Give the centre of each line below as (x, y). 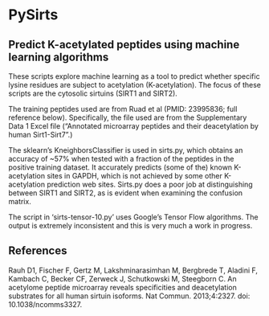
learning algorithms (59, 57)
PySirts (33, 15)
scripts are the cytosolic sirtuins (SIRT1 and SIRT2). (93, 93)
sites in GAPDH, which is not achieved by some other (135, 176)
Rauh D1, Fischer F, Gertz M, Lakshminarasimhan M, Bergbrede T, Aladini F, (133, 270)
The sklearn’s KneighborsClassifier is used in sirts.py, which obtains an (126, 150)
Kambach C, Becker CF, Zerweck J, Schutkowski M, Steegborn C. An (122, 278)
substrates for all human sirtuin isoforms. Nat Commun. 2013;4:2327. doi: (129, 296)
